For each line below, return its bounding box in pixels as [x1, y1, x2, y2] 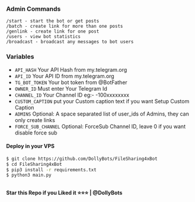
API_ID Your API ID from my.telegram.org [14, 72, 114, 79]
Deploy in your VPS [6, 143, 55, 150]
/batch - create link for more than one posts [6, 23, 123, 30]
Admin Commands [6, 5, 61, 13]
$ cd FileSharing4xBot [6, 161, 62, 167]
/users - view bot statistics [6, 34, 81, 40]
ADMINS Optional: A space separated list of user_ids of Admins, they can [14, 110, 190, 117]
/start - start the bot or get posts [6, 18, 100, 24]
